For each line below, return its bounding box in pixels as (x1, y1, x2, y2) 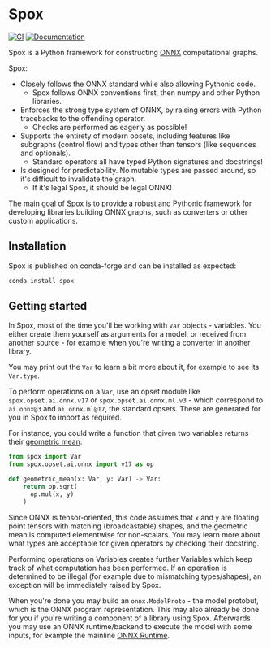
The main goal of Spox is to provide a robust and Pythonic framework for (8, 198, 252, 208)
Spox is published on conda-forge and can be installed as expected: (8, 261, 237, 271)
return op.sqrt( (23, 483, 79, 491)
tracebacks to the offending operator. (19, 113, 146, 123)
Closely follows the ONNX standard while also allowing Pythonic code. (19, 79, 256, 89)
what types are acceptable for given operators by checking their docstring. (8, 538, 260, 548)
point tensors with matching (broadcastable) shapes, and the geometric (8, 521, 248, 531)
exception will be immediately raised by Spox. (8, 580, 161, 589)
